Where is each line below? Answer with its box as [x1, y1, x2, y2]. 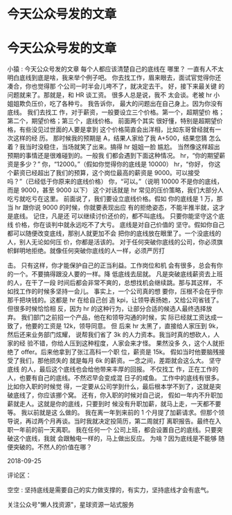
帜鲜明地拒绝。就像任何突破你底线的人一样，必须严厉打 [7, 246, 165, 255]
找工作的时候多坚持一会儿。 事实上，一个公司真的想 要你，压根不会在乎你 [12, 287, 223, 296]
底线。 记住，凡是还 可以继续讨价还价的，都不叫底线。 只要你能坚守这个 [12, 212, 219, 220]
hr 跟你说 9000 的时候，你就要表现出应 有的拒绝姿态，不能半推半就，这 [15, 204, 220, 212]
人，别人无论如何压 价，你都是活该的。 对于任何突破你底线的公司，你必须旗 [7, 238, 223, 246]
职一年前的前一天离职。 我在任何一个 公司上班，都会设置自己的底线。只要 [7, 426, 217, 434]
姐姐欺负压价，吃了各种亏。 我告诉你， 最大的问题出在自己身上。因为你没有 [7, 100, 223, 108]
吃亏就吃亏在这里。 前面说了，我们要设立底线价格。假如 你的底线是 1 [7, 195, 203, 203]
